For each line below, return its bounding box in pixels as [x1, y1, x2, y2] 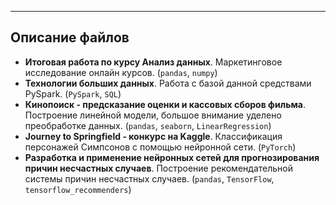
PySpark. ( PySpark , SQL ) [24, 87, 122, 100]
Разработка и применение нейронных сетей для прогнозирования [24, 151, 320, 163]
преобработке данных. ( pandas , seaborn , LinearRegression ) [24, 119, 272, 131]
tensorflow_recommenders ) [24, 183, 132, 195]
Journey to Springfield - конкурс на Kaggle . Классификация [24, 130, 283, 142]
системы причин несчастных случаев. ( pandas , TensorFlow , [24, 172, 275, 185]
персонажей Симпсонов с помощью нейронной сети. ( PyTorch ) [24, 141, 297, 153]
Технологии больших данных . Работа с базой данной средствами [24, 77, 312, 89]
